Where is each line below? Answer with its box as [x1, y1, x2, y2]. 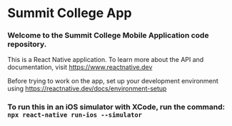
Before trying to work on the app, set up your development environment [7, 77, 219, 85]
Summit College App [7, 5, 132, 21]
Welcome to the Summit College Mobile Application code [7, 31, 209, 41]
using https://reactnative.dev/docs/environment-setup [7, 84, 167, 93]
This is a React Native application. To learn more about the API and [7, 56, 204, 64]
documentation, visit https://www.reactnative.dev [7, 63, 153, 72]
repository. [7, 39, 47, 49]
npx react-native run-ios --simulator [7, 111, 143, 119]
